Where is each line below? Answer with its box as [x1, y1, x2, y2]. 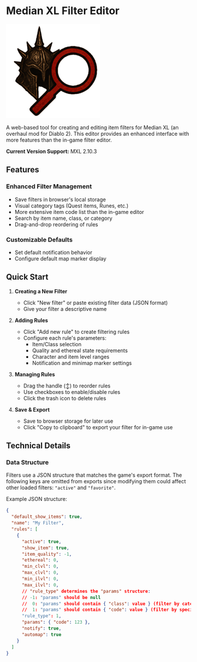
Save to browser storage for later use [23, 417, 113, 424]
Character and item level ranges [32, 353, 110, 360]
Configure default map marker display [14, 255, 107, 262]
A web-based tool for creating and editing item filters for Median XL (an [6, 123, 179, 131]
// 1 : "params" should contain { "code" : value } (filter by [21, 607, 177, 613]
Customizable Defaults [6, 235, 73, 243]
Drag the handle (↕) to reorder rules [23, 382, 111, 389]
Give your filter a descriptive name [23, 305, 107, 312]
